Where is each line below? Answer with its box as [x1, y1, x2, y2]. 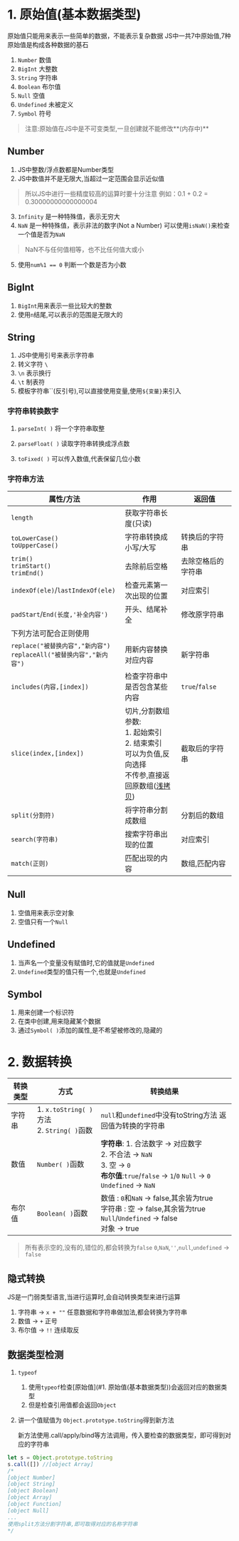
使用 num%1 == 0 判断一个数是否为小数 [17, 260, 127, 268]
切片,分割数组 [124, 706, 170, 716]
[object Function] [7, 1500, 62, 1508]
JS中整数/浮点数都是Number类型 [17, 165, 114, 173]
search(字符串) [11, 835, 59, 843]
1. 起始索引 [124, 727, 162, 737]
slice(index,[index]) [11, 749, 84, 757]
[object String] [7, 1480, 55, 1488]
